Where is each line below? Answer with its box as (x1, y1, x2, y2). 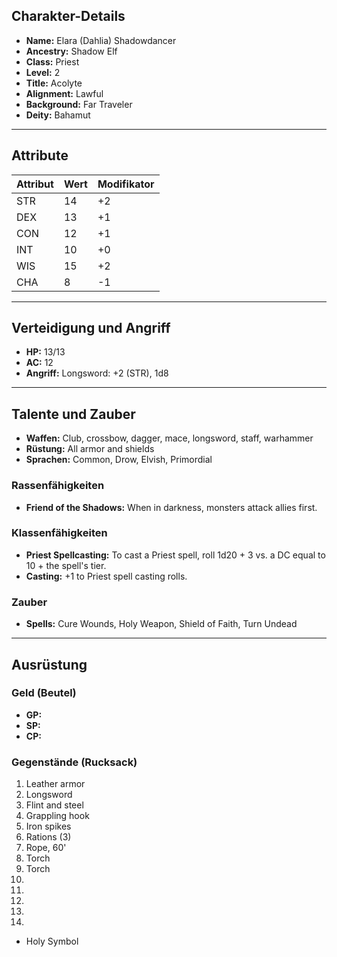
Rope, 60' (25, 842, 67, 854)
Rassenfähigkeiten (11, 479, 105, 493)
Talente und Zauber (11, 405, 136, 423)
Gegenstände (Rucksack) (11, 755, 138, 769)
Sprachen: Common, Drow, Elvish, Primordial (25, 454, 213, 466)
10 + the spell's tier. (25, 559, 107, 571)
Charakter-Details (11, 8, 126, 25)
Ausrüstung (11, 656, 88, 673)
